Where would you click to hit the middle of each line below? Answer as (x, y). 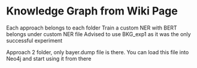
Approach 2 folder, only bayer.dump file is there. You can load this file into (98, 52)
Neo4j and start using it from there (49, 58)
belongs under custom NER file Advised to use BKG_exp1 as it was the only (99, 34)
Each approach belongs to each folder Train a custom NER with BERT (92, 28)
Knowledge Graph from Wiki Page (92, 11)
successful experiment (34, 40)
